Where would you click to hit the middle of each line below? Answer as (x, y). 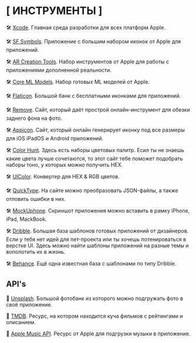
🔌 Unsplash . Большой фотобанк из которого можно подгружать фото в (95, 298)
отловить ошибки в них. (36, 199)
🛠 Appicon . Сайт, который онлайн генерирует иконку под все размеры (95, 130)
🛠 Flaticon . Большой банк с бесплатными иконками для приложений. (94, 96)
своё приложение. (29, 304)
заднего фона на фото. (34, 118)
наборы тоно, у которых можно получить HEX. (65, 164)
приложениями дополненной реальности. (59, 70)
